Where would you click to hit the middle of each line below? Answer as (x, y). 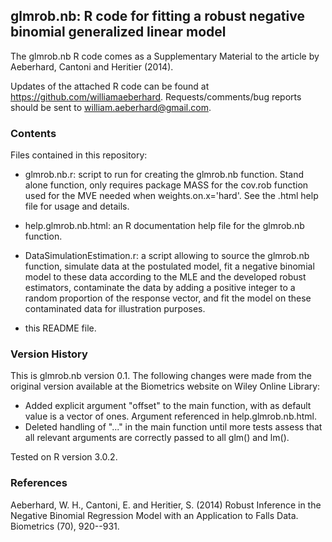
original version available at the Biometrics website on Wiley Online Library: (165, 386)
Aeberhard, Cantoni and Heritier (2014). (92, 66)
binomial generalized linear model (118, 32)
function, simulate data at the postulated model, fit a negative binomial (169, 266)
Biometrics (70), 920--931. (65, 526)
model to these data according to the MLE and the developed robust (165, 277)
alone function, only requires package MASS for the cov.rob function (166, 185)
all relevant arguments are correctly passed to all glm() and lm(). (157, 438)
